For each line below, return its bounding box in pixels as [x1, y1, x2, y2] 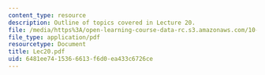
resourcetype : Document [8, 41, 87, 48]
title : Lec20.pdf [8, 48, 65, 55]
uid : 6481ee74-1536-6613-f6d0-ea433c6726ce [8, 55, 154, 63]
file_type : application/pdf [8, 33, 101, 41]
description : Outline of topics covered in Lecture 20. [8, 19, 196, 27]
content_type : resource [8, 11, 87, 20]
